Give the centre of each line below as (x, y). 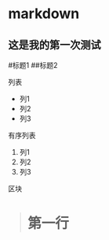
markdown (44, 14)
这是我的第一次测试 (54, 45)
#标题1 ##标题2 (33, 65)
